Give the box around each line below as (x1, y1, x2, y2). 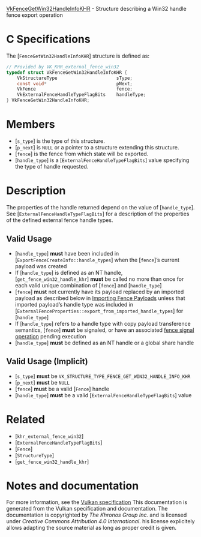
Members (6, 118, 55, 131)
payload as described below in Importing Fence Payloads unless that (14, 294, 185, 302)
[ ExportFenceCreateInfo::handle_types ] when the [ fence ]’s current (14, 256, 180, 263)
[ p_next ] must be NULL (14, 379, 70, 386)
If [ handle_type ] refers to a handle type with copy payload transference (14, 320, 191, 327)
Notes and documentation (6, 479, 139, 493)
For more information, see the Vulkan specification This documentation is (6, 499, 188, 506)
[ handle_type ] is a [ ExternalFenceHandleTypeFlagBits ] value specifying (14, 157, 190, 164)
